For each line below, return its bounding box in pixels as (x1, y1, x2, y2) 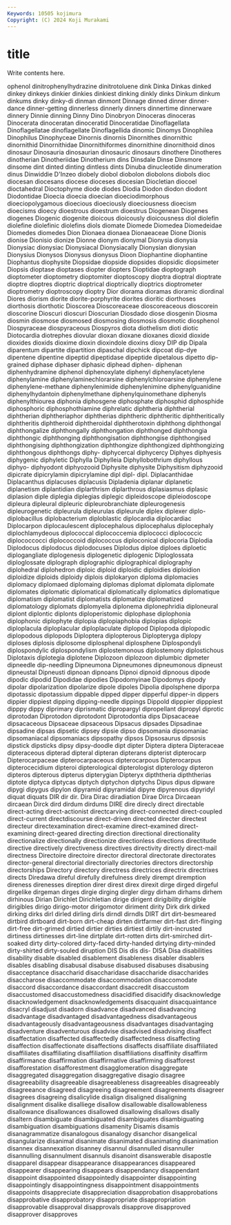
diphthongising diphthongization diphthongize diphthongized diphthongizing (7, 441, 225, 449)
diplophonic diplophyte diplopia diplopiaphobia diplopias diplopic (7, 617, 192, 625)
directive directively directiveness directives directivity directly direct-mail (7, 844, 217, 852)
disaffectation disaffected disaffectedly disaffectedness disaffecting (7, 1035, 201, 1043)
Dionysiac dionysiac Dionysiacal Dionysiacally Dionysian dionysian (7, 243, 197, 252)
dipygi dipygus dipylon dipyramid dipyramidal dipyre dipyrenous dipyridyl (7, 785, 215, 793)
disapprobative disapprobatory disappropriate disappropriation (7, 1195, 186, 1204)
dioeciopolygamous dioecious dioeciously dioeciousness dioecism (7, 199, 197, 207)
